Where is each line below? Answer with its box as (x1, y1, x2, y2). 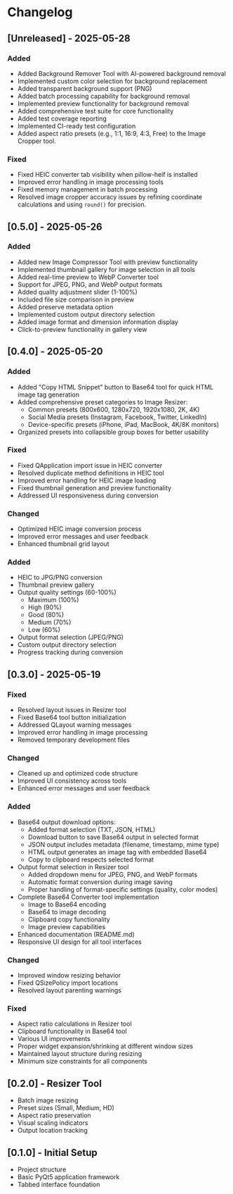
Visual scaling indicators (17, 1119, 88, 1127)
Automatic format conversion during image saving (27, 878, 173, 886)
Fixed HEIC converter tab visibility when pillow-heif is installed (17, 170, 198, 179)
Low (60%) (27, 626, 61, 634)
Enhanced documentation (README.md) (17, 930, 135, 938)
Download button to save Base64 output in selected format (27, 833, 199, 841)
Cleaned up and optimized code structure (17, 769, 138, 778)
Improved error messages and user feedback (17, 533, 149, 541)
